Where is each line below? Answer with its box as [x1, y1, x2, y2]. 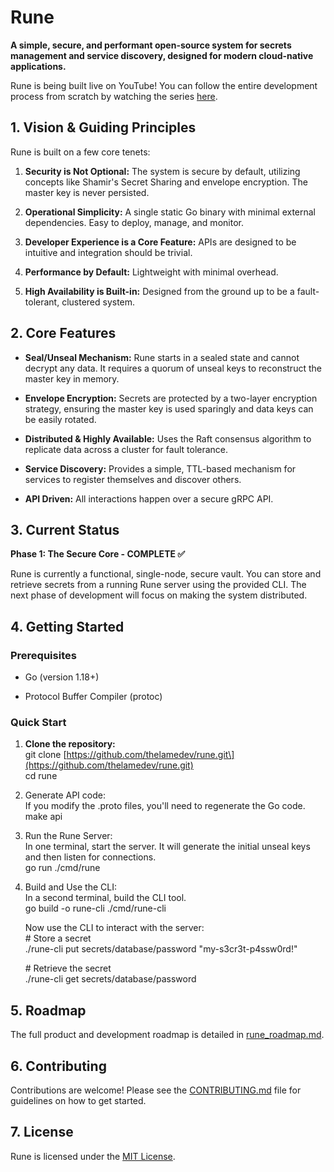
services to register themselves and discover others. [24, 473, 242, 485]
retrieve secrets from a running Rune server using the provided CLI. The [10, 579, 307, 591]
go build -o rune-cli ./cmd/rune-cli [24, 902, 167, 915]
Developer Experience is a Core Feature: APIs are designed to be [24, 236, 297, 248]
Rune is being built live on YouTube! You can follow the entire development [10, 79, 318, 91]
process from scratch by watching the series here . [10, 90, 218, 102]
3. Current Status [10, 521, 120, 538]
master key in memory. [24, 372, 120, 385]
